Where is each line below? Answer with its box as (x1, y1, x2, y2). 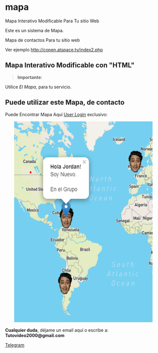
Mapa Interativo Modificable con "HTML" (5, 61, 135, 69)
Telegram (5, 342, 25, 348)
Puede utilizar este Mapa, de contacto (5, 98, 125, 107)
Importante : (17, 74, 43, 80)
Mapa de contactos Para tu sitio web (5, 37, 80, 43)
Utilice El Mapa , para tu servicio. (5, 84, 72, 90)
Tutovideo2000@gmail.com (5, 332, 65, 338)
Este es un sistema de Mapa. (5, 27, 64, 33)
